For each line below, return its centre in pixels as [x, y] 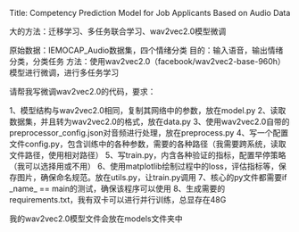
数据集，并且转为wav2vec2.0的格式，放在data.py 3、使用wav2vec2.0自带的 [149, 121]
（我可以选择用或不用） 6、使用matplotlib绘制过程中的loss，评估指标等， [144, 166]
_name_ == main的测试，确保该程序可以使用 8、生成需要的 [117, 188]
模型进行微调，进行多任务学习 [64, 72]
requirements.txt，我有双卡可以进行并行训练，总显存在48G [118, 199]
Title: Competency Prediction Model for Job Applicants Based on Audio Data [150, 13]
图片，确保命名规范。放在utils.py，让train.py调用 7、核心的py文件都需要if [152, 177]
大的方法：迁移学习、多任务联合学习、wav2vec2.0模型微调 [118, 31]
